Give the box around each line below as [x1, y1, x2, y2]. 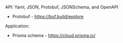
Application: [5, 23, 30, 29]
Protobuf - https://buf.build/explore [12, 14, 84, 19]
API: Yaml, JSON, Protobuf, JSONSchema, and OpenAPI [5, 4, 119, 10]
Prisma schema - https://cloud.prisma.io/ [12, 33, 96, 38]
